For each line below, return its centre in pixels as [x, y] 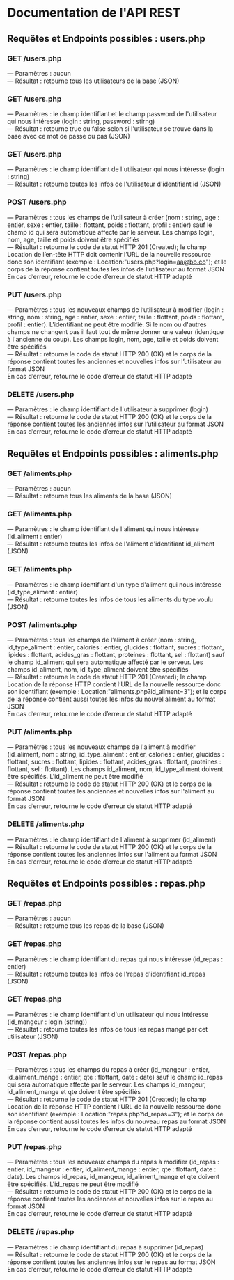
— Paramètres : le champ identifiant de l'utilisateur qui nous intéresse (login [116, 169]
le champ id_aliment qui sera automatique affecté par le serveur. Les [105, 662]
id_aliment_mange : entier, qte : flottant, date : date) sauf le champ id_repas [115, 1077]
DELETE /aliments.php [46, 824]
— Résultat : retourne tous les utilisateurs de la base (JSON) [93, 81]
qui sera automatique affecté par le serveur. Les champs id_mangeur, [107, 1084]
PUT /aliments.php [40, 732]
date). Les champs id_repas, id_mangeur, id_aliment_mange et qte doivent [114, 1177]
